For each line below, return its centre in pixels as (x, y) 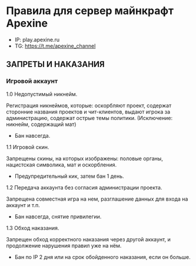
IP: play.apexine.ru (37, 39)
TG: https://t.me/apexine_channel (55, 46)
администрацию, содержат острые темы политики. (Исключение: (89, 118)
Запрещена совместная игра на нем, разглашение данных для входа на (97, 199)
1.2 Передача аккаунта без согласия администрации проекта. (84, 187)
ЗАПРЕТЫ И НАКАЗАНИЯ (55, 64)
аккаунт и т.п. (23, 205)
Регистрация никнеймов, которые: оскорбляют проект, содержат (89, 105)
